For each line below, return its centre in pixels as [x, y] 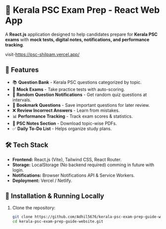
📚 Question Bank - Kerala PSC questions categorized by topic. [77, 82]
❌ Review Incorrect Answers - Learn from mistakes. [66, 110]
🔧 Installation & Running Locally [55, 196]
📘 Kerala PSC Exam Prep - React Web [83, 10]
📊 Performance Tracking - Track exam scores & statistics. [72, 116]
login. [18, 170]
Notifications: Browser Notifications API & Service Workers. [73, 175]
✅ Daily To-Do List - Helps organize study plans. [62, 129]
